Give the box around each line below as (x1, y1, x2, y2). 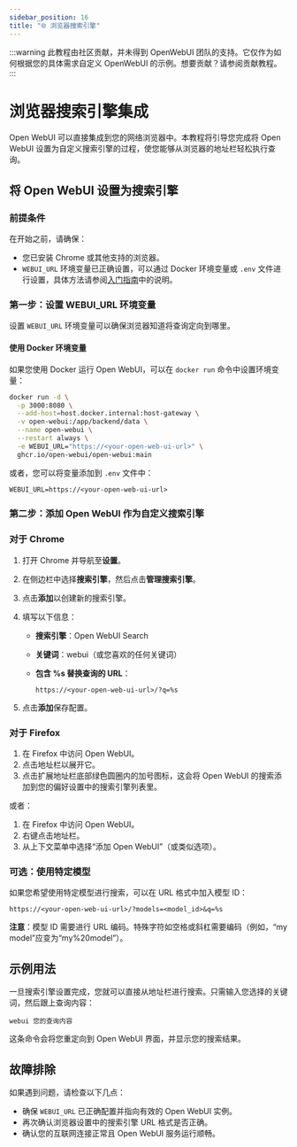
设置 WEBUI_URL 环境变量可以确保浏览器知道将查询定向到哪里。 (9, 321, 236, 331)
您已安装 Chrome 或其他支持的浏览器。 (21, 252, 165, 263)
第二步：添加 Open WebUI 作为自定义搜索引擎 (9, 507, 205, 519)
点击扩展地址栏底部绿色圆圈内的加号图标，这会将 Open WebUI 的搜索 (21, 771, 275, 781)
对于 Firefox (9, 726, 60, 739)
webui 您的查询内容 (9, 1017, 73, 1026)
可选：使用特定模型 (9, 865, 91, 878)
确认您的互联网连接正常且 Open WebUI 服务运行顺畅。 (21, 1128, 221, 1139)
